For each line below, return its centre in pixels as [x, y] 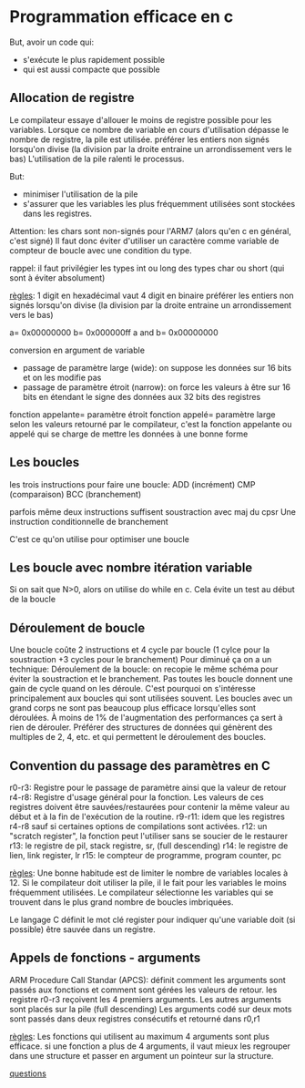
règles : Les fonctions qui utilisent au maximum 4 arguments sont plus [140, 1036]
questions [28, 1073]
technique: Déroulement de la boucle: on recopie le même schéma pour [144, 669]
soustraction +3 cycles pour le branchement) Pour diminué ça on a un [141, 660]
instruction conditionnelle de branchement [89, 521]
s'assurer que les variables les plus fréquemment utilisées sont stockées [159, 203]
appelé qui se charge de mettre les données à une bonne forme [129, 434]
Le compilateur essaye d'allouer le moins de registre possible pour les [141, 119]
